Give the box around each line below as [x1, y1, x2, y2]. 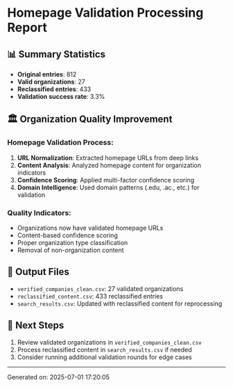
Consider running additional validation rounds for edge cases [17, 353, 192, 361]
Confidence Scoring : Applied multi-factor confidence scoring [17, 175, 195, 184]
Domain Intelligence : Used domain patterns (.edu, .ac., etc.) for [17, 183, 200, 191]
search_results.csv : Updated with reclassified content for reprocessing [17, 299, 223, 308]
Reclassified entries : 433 [17, 85, 92, 93]
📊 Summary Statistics [7, 48, 106, 60]
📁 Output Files [7, 266, 69, 278]
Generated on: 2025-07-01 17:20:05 [7, 372, 110, 381]
